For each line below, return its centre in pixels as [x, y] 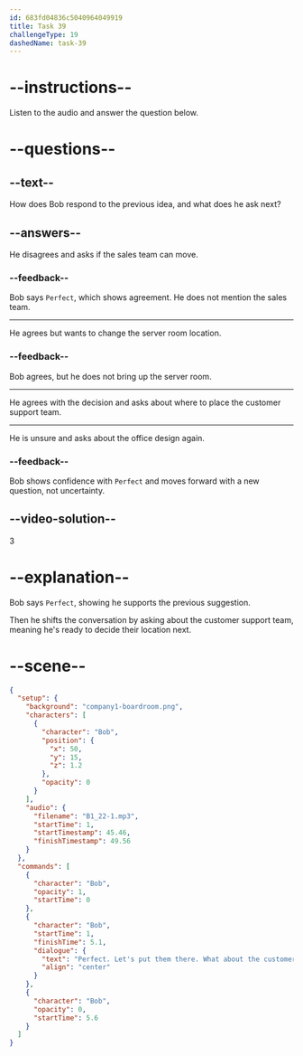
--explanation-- [69, 577]
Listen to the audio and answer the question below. [104, 113]
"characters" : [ [56, 715]
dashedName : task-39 [48, 43]
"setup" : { [38, 698]
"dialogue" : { [60, 950]
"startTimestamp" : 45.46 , [82, 833]
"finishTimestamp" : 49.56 [82, 842]
